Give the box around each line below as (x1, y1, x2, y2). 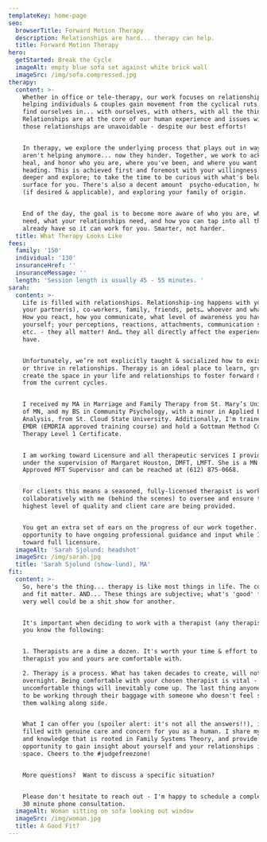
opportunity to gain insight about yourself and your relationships (22, 743, 254, 750)
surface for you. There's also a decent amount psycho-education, (22, 181, 250, 189)
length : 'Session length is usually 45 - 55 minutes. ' (15, 276, 204, 284)
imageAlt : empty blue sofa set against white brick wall (15, 64, 208, 72)
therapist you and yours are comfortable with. (22, 655, 183, 663)
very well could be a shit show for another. (22, 598, 176, 606)
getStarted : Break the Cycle (15, 57, 112, 64)
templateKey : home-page (8, 11, 87, 20)
